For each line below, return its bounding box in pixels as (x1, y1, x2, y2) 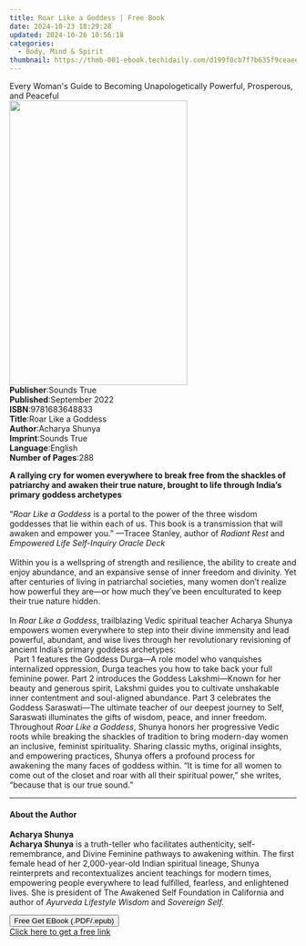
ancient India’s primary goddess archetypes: (9, 644, 176, 655)
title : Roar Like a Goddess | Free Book (9, 13, 166, 23)
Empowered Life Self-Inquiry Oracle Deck (9, 538, 166, 548)
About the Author (9, 809, 77, 819)
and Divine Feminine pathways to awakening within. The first (66, 849, 294, 860)
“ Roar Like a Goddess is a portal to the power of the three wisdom (9, 509, 258, 519)
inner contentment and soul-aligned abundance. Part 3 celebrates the (9, 693, 271, 703)
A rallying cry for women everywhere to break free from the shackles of (9, 470, 287, 481)
